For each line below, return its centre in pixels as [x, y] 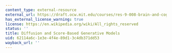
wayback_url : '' [23, 43]
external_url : [20, 15]
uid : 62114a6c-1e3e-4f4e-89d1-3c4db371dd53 [52, 38]
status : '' [17, 29]
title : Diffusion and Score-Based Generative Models [63, 33]
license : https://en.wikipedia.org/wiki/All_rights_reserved [72, 24]
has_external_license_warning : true [44, 19]
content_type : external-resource [41, 10]
